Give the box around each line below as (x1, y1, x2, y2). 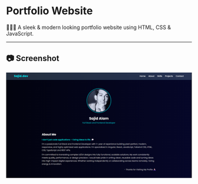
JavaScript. (6, 30, 34, 37)
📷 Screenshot (6, 53, 60, 63)
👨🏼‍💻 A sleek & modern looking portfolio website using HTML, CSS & (6, 24, 171, 31)
